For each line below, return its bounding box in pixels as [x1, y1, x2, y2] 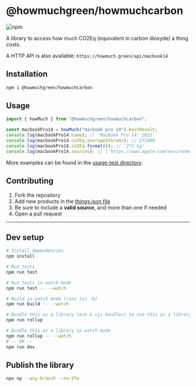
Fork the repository [14, 191, 61, 198]
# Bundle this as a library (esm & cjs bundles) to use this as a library [6, 312, 192, 318]
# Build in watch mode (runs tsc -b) [6, 296, 98, 302]
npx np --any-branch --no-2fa [6, 375, 80, 382]
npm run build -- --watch [6, 301, 69, 307]
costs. [6, 41, 21, 48]
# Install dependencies [6, 248, 64, 254]
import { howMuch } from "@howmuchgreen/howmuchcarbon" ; [6, 116, 148, 122]
